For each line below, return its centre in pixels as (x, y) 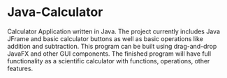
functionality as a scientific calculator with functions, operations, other (109, 61)
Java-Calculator (55, 12)
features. (20, 68)
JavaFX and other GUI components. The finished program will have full (109, 54)
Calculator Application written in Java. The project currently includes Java (114, 31)
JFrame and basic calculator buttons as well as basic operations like (105, 38)
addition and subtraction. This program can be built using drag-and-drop (112, 46)
